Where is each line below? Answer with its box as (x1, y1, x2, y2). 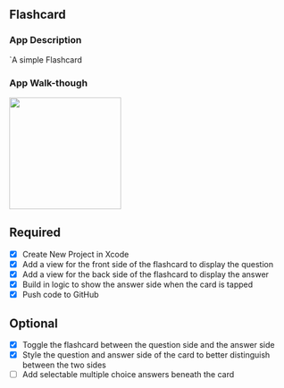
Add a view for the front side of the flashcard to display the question (21, 258, 274, 269)
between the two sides (21, 359, 107, 370)
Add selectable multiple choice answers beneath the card (21, 369, 235, 380)
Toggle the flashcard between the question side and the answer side (21, 339, 275, 350)
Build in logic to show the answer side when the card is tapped (21, 279, 254, 290)
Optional (9, 316, 58, 331)
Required (9, 225, 61, 240)
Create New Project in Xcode (21, 249, 129, 259)
